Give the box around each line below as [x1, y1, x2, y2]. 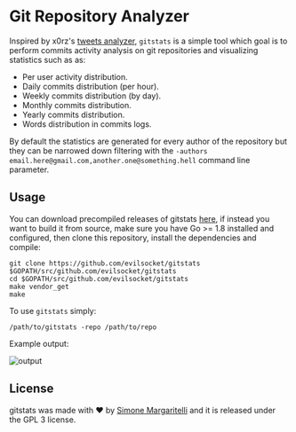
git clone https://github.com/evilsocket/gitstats [9, 259, 201, 268]
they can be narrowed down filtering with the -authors [9, 145, 208, 156]
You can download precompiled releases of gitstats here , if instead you [9, 213, 270, 224]
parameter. [9, 164, 50, 175]
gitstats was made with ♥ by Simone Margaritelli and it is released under [9, 405, 276, 415]
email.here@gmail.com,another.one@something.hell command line [9, 154, 251, 165]
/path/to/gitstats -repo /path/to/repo [9, 322, 157, 332]
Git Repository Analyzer [9, 6, 189, 27]
